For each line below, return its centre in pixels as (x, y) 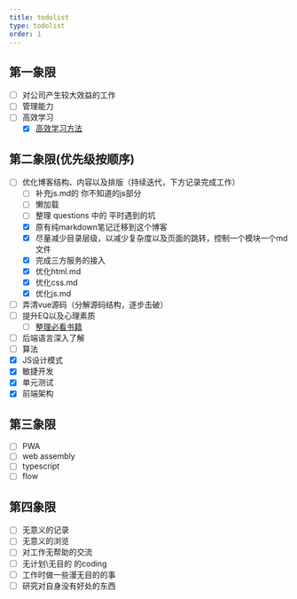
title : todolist (39, 17)
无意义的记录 (45, 530)
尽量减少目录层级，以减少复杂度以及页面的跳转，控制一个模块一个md (161, 238)
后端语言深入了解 (53, 338)
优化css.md (56, 282)
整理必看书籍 (59, 327)
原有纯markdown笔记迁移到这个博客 (102, 226)
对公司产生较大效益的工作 (69, 95)
